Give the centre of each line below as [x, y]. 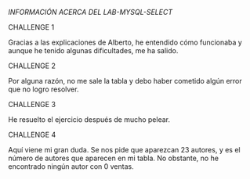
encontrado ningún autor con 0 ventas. [71, 166]
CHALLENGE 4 [32, 134]
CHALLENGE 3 [32, 104]
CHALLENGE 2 [32, 66]
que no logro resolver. [43, 89]
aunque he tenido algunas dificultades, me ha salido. [93, 50]
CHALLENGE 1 [31, 27]
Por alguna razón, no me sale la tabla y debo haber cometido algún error [125, 81]
